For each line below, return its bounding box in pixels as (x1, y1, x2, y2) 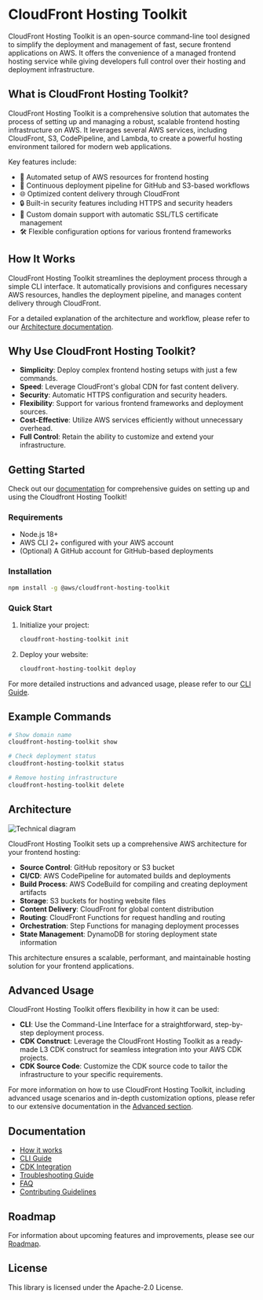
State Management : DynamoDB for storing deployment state (19, 929, 217, 939)
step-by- (214, 1020, 243, 1029)
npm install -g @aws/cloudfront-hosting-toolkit (8, 583, 170, 592)
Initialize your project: (19, 620, 90, 630)
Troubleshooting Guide (19, 1170, 94, 1180)
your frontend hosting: (8, 847, 81, 856)
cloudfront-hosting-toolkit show (8, 738, 118, 747)
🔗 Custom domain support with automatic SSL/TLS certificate (19, 210, 219, 219)
